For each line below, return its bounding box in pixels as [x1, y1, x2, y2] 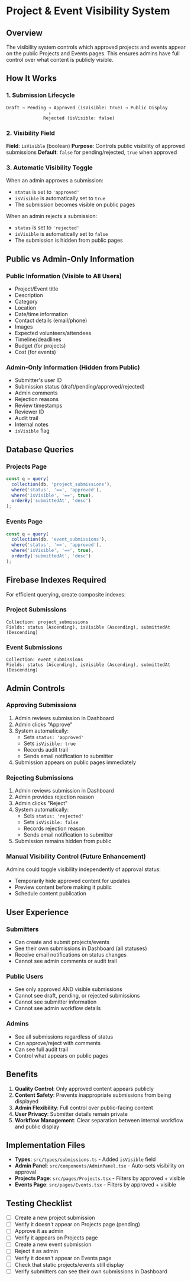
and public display [14, 1123, 60, 1130]
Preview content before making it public [14, 884, 112, 891]
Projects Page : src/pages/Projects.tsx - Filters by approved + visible [14, 1175, 185, 1182]
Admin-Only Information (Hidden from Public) [6, 363, 140, 371]
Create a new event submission [14, 1241, 92, 1248]
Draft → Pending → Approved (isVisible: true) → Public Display [6, 105, 168, 111]
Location [14, 304, 37, 311]
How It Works [6, 73, 57, 84]
